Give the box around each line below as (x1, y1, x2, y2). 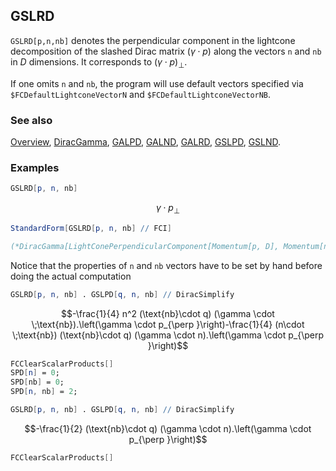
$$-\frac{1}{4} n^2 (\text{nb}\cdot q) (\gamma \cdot (61, 307, 275, 319)
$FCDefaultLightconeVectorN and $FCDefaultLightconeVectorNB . (10, 88, 272, 100)
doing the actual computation (10, 270, 132, 282)
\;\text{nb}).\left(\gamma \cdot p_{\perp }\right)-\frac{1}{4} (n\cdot (31, 318, 305, 330)
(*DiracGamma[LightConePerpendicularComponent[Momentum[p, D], (10, 241, 280, 251)
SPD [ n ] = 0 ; (10, 368, 60, 378)
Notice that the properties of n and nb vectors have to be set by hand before (10, 259, 323, 271)
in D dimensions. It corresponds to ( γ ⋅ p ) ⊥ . (10, 55, 188, 70)
